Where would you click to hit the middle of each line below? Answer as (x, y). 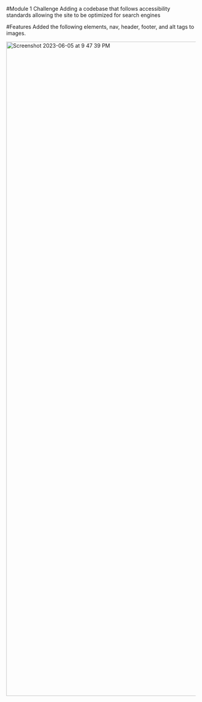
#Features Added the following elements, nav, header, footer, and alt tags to (100, 27)
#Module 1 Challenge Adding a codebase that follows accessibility (88, 9)
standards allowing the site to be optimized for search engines (83, 15)
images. (16, 33)
